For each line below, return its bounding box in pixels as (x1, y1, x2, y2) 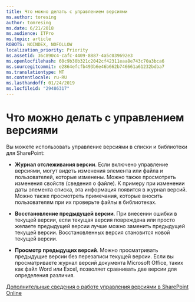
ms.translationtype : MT (6, 69, 65, 75)
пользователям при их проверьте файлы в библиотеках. (14, 199, 157, 206)
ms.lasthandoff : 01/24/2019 (6, 80, 75, 86)
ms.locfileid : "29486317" (6, 86, 70, 92)
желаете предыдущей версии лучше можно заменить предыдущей (14, 222, 186, 229)
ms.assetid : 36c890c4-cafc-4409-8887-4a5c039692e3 (6, 53, 133, 59)
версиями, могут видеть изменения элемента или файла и (14, 167, 163, 174)
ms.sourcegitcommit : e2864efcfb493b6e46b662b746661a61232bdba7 (6, 63, 165, 70)
